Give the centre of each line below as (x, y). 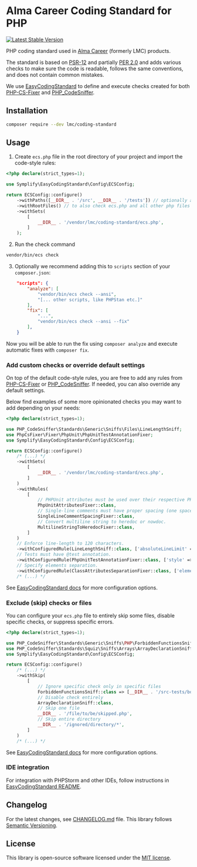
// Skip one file (59, 709)
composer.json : (33, 273)
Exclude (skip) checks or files (49, 603)
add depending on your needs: (43, 408)
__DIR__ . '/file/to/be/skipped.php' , (85, 714)
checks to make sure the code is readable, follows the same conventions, (95, 68)
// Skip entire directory (69, 719)
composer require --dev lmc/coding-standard (61, 124)
